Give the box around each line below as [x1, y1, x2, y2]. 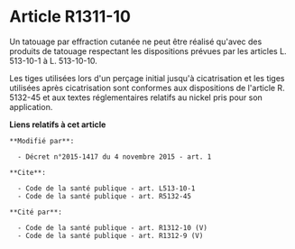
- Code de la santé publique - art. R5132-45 [17, 191, 192, 200]
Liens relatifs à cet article [9, 119, 106, 130]
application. [9, 101, 53, 112]
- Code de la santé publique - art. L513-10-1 [17, 183, 196, 193]
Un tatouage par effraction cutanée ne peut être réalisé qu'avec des [9, 36, 263, 47]
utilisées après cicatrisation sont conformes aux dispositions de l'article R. [9, 82, 286, 93]
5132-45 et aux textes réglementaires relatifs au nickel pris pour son [9, 92, 263, 103]
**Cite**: [9, 168, 47, 177]
